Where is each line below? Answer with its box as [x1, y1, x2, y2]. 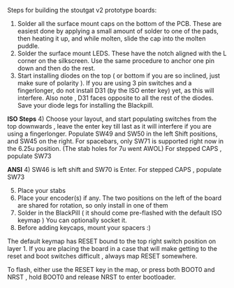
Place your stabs [17, 187, 66, 194]
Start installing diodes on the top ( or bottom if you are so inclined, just [17, 71, 220, 80]
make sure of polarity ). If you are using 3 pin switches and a [17, 79, 192, 87]
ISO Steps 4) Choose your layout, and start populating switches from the [7, 115, 217, 123]
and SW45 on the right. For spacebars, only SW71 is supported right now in [7, 137, 224, 145]
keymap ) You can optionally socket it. [17, 216, 127, 224]
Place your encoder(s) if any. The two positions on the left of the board [17, 194, 222, 202]
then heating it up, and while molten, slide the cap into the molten [17, 34, 206, 43]
